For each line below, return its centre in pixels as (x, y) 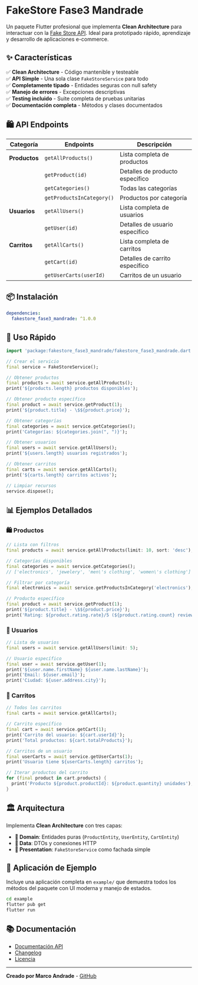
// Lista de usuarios (33, 643)
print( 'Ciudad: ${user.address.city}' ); (57, 681)
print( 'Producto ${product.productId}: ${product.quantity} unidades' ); (103, 784)
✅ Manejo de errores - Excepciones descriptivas (66, 91)
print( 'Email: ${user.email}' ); (46, 675)
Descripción (154, 144)
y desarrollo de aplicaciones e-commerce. (57, 39)
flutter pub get (26, 905)
